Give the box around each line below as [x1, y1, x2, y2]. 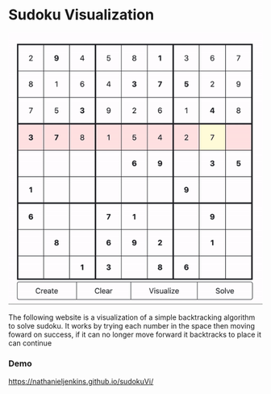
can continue [8, 337, 52, 348]
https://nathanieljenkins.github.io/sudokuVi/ [8, 376, 154, 386]
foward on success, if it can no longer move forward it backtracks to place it [8, 329, 262, 339]
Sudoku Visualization [8, 6, 155, 24]
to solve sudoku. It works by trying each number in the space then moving [8, 321, 256, 330]
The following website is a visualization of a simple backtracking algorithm [8, 312, 256, 322]
